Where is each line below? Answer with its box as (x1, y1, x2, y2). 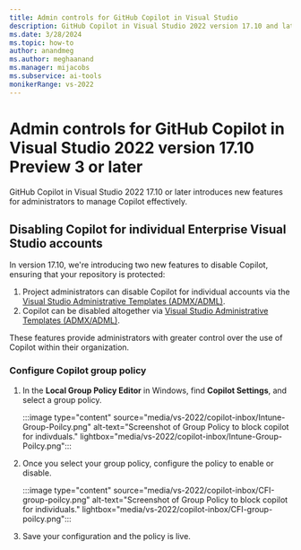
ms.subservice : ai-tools (9, 72, 102, 81)
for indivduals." (21, 431, 79, 441)
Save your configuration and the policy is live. (21, 530, 191, 541)
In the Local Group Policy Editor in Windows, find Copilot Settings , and (21, 385, 288, 396)
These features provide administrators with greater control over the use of (9, 333, 283, 344)
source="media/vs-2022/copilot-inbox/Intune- (113, 412, 286, 423)
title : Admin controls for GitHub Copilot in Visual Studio (9, 13, 239, 22)
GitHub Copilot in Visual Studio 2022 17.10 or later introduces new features (9, 186, 284, 197)
